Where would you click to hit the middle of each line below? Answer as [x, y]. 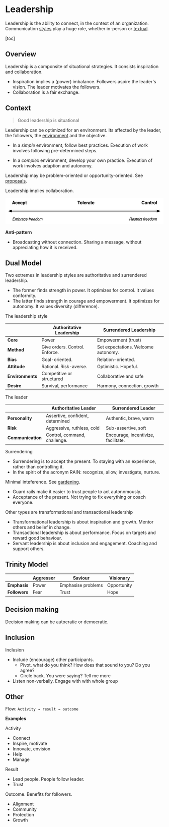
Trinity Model [27, 565]
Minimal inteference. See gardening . [43, 482]
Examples [16, 719]
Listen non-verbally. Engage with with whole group [65, 681]
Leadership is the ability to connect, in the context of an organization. [77, 23]
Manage [21, 759]
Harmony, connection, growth [128, 386]
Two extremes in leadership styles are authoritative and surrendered [76, 275]
